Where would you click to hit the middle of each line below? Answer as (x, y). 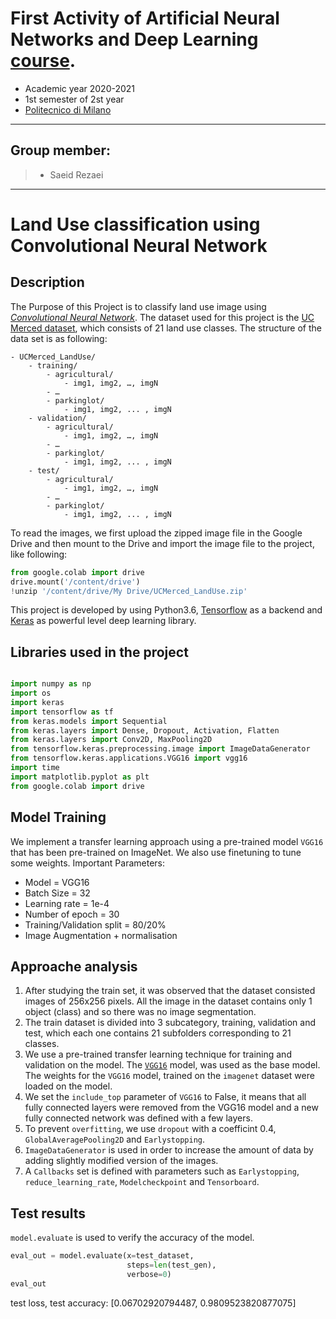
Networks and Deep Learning (134, 39)
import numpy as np (51, 684)
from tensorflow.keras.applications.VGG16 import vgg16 (129, 758)
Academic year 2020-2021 (80, 88)
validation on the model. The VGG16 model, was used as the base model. (172, 1065)
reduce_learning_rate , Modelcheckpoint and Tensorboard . (142, 1182)
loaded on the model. (68, 1086)
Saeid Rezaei (76, 174)
